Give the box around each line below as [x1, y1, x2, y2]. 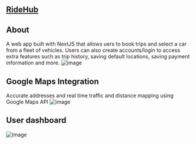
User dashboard [6, 115, 67, 126]
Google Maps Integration [6, 76, 99, 86]
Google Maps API [6, 99, 49, 106]
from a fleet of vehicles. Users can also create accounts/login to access [6, 47, 181, 54]
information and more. [6, 59, 60, 67]
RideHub [6, 5, 39, 15]
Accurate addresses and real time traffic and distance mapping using [6, 92, 174, 99]
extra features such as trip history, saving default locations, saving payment [6, 53, 190, 60]
